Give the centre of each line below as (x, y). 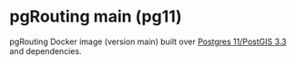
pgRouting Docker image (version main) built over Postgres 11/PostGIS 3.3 (148, 41)
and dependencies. (46, 50)
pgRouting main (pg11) (96, 17)
